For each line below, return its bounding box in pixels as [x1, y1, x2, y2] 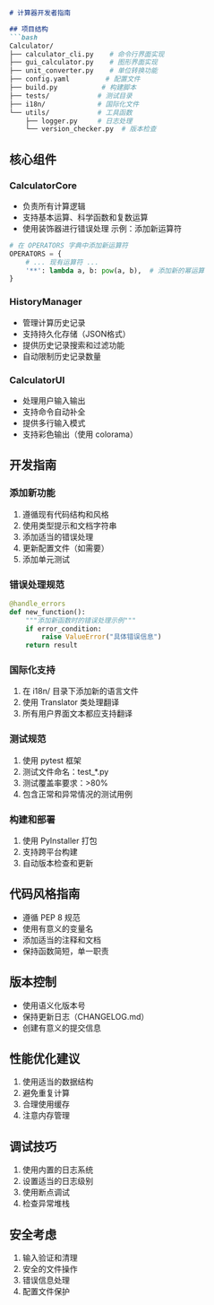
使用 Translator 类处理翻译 [21, 697, 120, 708]
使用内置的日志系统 [21, 1164, 94, 1175]
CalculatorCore [9, 179, 78, 192]
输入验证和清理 [21, 1252, 78, 1264]
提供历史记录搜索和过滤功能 [21, 339, 125, 350]
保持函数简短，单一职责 [21, 945, 109, 956]
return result [25, 641, 78, 650]
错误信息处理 [21, 1275, 70, 1286]
